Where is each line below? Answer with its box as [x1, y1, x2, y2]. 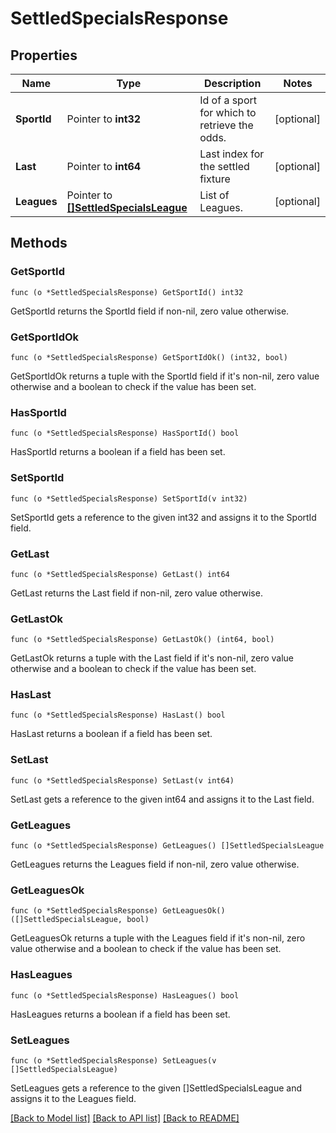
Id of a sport [199, 93, 258, 107]
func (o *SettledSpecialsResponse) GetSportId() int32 [10, 287, 244, 297]
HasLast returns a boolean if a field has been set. [10, 728, 213, 740]
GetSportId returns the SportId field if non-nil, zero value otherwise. [10, 305, 290, 317]
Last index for [199, 147, 265, 161]
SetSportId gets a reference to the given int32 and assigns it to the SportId [10, 511, 317, 523]
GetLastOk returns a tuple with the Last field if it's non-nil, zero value [10, 652, 295, 664]
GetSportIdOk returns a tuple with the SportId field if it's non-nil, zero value [10, 370, 320, 382]
